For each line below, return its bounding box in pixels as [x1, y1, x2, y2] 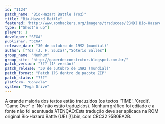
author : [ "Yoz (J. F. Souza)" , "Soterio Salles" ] [5, 48, 107, 53]
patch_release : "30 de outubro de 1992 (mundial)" [5, 66, 111, 71]
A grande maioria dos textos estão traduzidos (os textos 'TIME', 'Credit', [5, 98, 151, 103]
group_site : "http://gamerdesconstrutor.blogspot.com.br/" [5, 57, 129, 62]
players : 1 [5, 30, 27, 35]
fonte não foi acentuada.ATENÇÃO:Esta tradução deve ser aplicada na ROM [5, 108, 159, 114]
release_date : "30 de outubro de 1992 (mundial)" [5, 43, 109, 48]
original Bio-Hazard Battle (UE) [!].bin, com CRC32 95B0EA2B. [5, 113, 132, 119]
